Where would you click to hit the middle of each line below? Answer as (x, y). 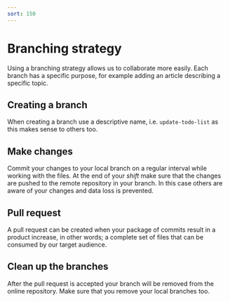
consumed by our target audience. (57, 244)
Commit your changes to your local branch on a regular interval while (107, 169)
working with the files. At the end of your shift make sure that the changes (114, 176)
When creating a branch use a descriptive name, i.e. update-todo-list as (113, 122)
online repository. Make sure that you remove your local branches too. (109, 291)
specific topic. (28, 83)
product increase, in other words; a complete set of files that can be (106, 237)
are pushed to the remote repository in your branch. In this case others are (115, 183)
